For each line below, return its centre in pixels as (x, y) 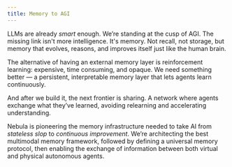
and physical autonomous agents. (56, 156)
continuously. (27, 84)
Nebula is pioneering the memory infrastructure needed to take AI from (109, 126)
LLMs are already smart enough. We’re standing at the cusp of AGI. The (111, 34)
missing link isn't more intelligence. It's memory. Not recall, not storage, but (116, 41)
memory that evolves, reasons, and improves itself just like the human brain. (117, 48)
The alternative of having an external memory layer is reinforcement (105, 62)
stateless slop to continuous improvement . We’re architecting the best (108, 133)
